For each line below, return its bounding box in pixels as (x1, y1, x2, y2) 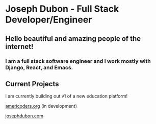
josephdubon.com (5, 113, 43, 119)
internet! (5, 42, 34, 51)
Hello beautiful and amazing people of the (5, 34, 141, 43)
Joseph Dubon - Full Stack (5, 3, 119, 15)
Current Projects (5, 80, 59, 88)
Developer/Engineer (5, 14, 92, 26)
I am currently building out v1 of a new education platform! (5, 93, 128, 100)
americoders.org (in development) (5, 103, 77, 109)
